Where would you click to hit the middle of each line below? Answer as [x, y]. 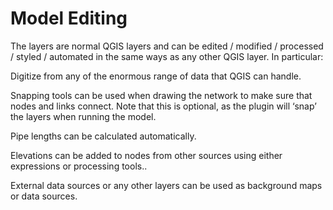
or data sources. [44, 196]
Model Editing [69, 18]
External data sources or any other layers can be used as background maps [166, 185]
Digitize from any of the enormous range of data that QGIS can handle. [156, 76]
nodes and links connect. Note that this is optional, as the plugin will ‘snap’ [163, 106]
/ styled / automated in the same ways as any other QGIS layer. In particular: [167, 56]
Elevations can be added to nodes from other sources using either [146, 155]
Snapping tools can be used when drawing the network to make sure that [161, 95]
